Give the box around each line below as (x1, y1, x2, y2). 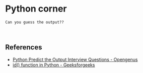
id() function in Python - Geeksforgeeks (12, 61, 95, 68)
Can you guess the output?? (5, 20, 64, 25)
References (5, 43, 42, 52)
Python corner (5, 3, 67, 15)
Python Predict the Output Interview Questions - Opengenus (12, 56, 138, 62)
